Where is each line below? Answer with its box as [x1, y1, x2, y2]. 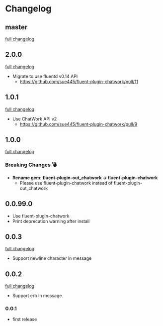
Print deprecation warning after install [12, 218, 90, 224]
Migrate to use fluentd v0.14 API [12, 73, 78, 79]
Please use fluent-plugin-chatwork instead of [19, 180, 113, 186]
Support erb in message [12, 293, 62, 299]
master [5, 23, 28, 31]
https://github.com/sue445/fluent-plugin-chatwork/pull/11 [19, 78, 138, 85]
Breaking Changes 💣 [5, 161, 57, 168]
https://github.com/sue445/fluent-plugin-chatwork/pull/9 [19, 121, 138, 127]
